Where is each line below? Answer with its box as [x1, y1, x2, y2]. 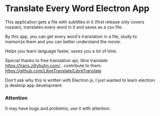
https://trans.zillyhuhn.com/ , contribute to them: [5, 63, 102, 68]
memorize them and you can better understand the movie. [5, 38, 121, 44]
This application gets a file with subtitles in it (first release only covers [5, 19, 144, 25]
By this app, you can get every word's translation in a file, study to [5, 33, 137, 39]
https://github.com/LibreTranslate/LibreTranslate [5, 67, 102, 73]
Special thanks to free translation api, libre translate [5, 57, 108, 63]
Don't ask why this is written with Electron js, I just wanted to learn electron [5, 77, 155, 83]
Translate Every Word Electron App [5, 3, 149, 14]
